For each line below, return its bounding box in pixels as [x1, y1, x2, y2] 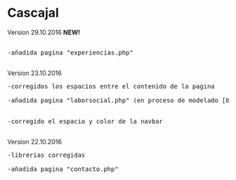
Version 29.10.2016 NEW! [7, 28, 81, 36]
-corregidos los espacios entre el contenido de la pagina [7, 82, 216, 90]
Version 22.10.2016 [7, 137, 62, 146]
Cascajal [7, 5, 60, 21]
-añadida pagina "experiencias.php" [7, 48, 133, 57]
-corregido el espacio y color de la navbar [7, 117, 164, 125]
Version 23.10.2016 [7, 69, 62, 77]
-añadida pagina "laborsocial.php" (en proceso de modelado [7, 96, 219, 104]
